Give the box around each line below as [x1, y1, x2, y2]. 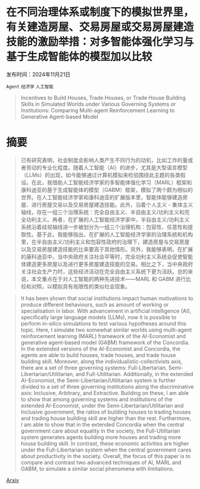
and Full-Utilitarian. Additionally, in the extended [75, 370, 193, 377]
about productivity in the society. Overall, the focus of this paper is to [20, 452, 191, 459]
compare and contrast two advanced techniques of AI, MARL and [20, 459, 182, 466]
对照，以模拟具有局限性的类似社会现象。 [31, 283, 131, 290]
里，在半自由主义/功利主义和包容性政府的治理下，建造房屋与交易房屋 [20, 238, 190, 245]
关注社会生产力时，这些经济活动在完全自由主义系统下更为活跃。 [20, 268, 177, 275]
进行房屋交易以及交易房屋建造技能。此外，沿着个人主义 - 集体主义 [31, 201, 193, 208]
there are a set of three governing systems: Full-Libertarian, [20, 364, 168, 371]
